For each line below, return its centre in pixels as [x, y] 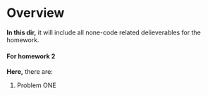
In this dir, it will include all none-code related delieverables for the [104, 32]
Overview [36, 13]
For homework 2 [31, 56]
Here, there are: [30, 72]
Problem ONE [37, 85]
